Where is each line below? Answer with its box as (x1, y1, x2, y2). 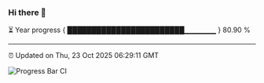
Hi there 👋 (8, 7, 47, 18)
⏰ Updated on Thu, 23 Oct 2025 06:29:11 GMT (8, 51, 159, 60)
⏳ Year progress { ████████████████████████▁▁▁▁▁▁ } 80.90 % (8, 25, 251, 34)
